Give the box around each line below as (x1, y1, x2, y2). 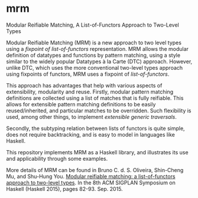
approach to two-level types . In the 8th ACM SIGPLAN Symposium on (6, 179, 176, 186)
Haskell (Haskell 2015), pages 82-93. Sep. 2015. (6, 185, 123, 192)
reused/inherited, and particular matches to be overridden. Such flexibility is (6, 107, 191, 114)
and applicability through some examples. (6, 155, 108, 162)
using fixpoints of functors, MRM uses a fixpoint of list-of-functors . (6, 70, 170, 77)
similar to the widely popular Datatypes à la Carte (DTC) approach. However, (6, 58, 193, 65)
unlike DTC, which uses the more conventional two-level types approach (6, 64, 183, 71)
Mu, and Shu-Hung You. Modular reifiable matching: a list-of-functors (6, 173, 176, 180)
